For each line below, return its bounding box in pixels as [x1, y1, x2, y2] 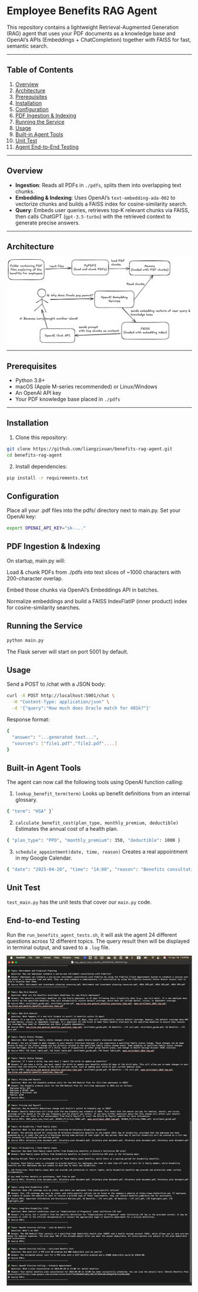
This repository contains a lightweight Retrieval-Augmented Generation [6, 24, 179, 31]
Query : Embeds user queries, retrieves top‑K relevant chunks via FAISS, [15, 206, 190, 213]
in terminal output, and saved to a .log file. [6, 944, 110, 951]
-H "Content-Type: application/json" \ [12, 699, 110, 705]
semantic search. [6, 42, 49, 49]
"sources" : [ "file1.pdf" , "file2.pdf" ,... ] [12, 741, 118, 746]
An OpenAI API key [15, 389, 62, 396]
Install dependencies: [15, 462, 68, 470]
